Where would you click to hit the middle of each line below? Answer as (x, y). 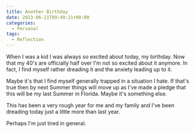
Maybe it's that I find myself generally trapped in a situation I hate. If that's (98, 81)
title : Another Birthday (37, 12)
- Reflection (28, 40)
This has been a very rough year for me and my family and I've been (90, 105)
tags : (13, 34)
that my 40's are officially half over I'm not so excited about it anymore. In (97, 63)
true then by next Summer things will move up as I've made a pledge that (96, 87)
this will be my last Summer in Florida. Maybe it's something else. (87, 94)
